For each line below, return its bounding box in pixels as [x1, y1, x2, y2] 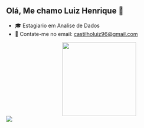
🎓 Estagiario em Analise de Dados [14, 22, 100, 29]
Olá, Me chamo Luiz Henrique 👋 [6, 6, 124, 16]
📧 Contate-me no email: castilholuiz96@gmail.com [14, 30, 138, 37]
